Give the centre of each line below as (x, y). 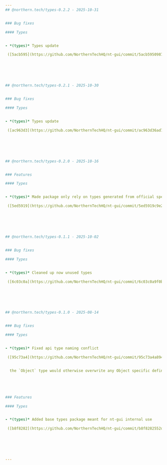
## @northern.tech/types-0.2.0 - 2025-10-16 (52, 161)
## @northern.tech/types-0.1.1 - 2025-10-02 (52, 237)
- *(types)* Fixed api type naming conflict (52, 348)
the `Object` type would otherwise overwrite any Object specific (80, 371)
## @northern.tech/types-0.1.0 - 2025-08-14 (52, 313)
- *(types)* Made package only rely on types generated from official (80, 197)
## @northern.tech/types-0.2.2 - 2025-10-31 (52, 10)
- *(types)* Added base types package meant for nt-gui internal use (79, 420)
